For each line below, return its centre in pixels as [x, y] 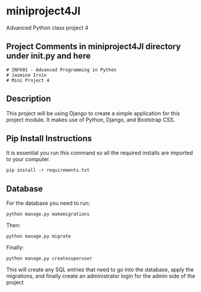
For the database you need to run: [48, 203]
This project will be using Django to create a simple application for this [93, 113]
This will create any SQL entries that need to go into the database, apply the [100, 270]
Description [28, 99]
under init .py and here [49, 56]
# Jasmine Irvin [26, 75]
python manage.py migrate [38, 236]
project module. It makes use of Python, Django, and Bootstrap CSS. [91, 120]
